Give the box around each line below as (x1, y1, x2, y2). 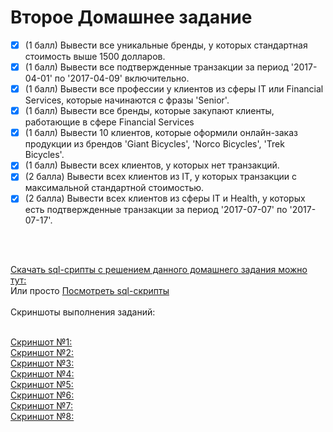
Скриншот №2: (10, 347, 75, 359)
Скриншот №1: (10, 336, 73, 348)
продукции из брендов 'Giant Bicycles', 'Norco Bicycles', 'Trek (24, 138, 285, 150)
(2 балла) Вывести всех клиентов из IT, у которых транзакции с (24, 171, 298, 183)
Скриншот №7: (10, 400, 74, 412)
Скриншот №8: (10, 411, 75, 423)
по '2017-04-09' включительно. (54, 72, 190, 85)
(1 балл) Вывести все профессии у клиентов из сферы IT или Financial (24, 83, 324, 95)
